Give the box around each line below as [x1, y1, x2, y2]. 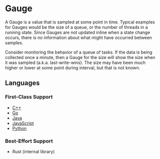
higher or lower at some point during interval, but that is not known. [5, 64, 140, 71]
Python [12, 125, 27, 131]
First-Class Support [5, 94, 53, 100]
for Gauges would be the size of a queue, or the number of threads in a [5, 24, 148, 30]
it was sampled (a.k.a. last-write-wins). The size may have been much [5, 60, 146, 65]
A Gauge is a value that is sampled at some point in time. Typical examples [5, 19, 155, 25]
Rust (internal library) [12, 148, 55, 154]
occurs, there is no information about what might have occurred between [5, 35, 152, 40]
